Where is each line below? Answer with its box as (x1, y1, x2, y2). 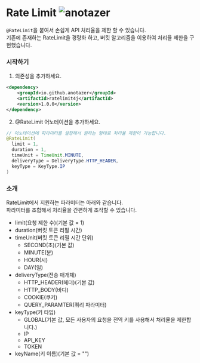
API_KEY (23, 336, 46, 343)
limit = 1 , (11, 141, 39, 147)
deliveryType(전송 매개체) (14, 271, 76, 278)
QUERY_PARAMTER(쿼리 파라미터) (23, 301, 107, 308)
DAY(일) (23, 263, 44, 271)
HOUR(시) (23, 256, 48, 263)
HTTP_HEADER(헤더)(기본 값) (23, 278, 95, 286)
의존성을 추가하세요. (14, 72, 61, 80)
